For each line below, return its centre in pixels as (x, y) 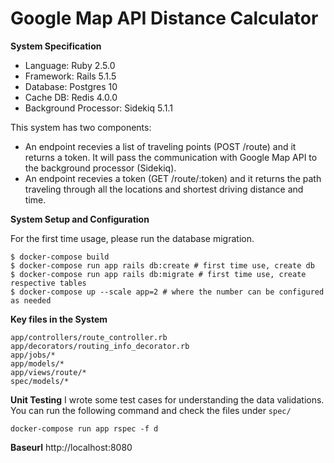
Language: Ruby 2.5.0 (70, 65)
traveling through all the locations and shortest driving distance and (164, 189)
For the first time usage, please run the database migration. (132, 238)
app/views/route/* (48, 372)
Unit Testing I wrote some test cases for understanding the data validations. (167, 399)
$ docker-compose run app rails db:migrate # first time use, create (158, 274)
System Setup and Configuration (80, 219)
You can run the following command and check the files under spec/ (151, 410)
